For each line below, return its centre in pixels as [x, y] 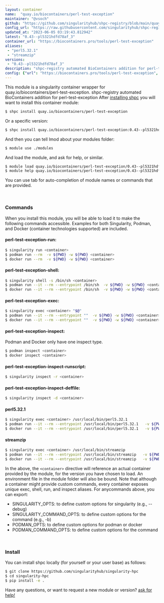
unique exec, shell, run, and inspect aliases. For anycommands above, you [80, 489]
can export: [17, 494]
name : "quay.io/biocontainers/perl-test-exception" [60, 14]
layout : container [24, 10]
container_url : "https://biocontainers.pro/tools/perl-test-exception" [79, 42]
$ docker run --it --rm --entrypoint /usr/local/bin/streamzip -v [76, 459]
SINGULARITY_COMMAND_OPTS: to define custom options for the [79, 514]
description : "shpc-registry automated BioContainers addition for [75, 69]
